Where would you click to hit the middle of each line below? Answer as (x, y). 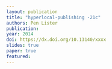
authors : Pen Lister (32, 23)
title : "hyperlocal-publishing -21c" (54, 17)
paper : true (21, 51)
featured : (19, 56)
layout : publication (32, 12)
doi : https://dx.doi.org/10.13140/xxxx (56, 40)
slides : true (23, 46)
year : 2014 (20, 34)
